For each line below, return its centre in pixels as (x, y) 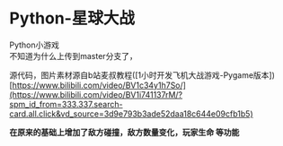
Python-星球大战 (72, 18)
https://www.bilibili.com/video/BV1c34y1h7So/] (99, 85)
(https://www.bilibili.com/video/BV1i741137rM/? (96, 94)
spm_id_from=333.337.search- (66, 104)
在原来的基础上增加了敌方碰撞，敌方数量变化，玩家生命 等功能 (124, 132)
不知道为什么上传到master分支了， (73, 56)
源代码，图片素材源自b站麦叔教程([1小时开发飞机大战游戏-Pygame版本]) (142, 75)
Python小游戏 (35, 45)
